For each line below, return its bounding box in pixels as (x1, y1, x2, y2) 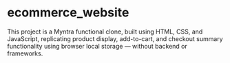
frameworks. (7, 49, 43, 58)
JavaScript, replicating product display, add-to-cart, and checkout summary (7, 34, 223, 42)
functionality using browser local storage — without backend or (7, 42, 188, 50)
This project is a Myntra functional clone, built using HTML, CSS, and (7, 27, 203, 36)
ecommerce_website (7, 5, 129, 21)
